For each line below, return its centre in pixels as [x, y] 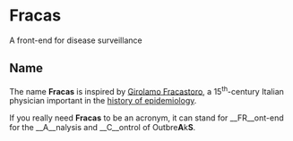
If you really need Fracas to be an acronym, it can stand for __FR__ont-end [146, 118]
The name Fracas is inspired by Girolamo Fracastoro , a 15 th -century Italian [147, 90]
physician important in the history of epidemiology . [103, 101]
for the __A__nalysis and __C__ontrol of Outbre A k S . [103, 128]
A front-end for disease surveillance [76, 40]
